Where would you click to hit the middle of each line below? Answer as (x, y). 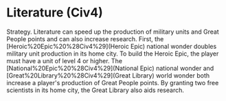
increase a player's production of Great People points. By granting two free (113, 82)
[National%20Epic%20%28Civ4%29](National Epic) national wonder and (110, 68)
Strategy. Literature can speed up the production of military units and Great (113, 32)
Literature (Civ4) (55, 13)
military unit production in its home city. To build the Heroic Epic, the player (113, 54)
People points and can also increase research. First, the (85, 38)
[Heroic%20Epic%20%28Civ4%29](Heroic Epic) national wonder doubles (112, 46)
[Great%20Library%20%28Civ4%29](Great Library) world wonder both (108, 75)
